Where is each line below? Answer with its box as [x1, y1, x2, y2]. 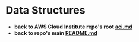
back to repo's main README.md [14, 29, 97, 36]
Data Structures [5, 4, 86, 17]
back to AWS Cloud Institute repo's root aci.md [14, 23, 133, 30]
